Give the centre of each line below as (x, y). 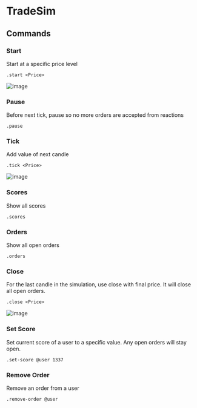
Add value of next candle (38, 154)
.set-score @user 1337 (35, 360)
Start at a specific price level (42, 64)
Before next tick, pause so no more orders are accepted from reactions (95, 115)
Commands (29, 34)
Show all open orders (33, 245)
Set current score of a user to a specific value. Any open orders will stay (96, 342)
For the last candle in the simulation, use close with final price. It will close (99, 285)
